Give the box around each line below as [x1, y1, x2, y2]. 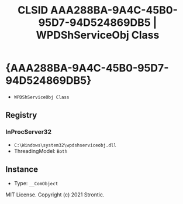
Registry [5, 110, 37, 120]
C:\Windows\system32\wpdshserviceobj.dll [13, 142, 116, 148]
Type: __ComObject [13, 180, 58, 187]
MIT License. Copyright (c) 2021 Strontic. [5, 191, 105, 198]
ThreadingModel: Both [13, 147, 68, 154]
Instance [5, 165, 39, 175]
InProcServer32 [5, 128, 52, 136]
